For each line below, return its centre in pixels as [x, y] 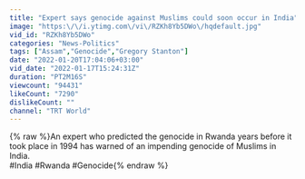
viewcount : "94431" [46, 85]
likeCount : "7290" [44, 94]
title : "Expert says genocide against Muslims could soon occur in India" [154, 18]
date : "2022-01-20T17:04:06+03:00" [77, 60]
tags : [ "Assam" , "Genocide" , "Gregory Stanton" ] [99, 52]
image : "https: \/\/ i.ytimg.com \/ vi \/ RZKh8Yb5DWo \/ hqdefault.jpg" [135, 26]
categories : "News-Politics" [64, 43]
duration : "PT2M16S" [49, 77]
